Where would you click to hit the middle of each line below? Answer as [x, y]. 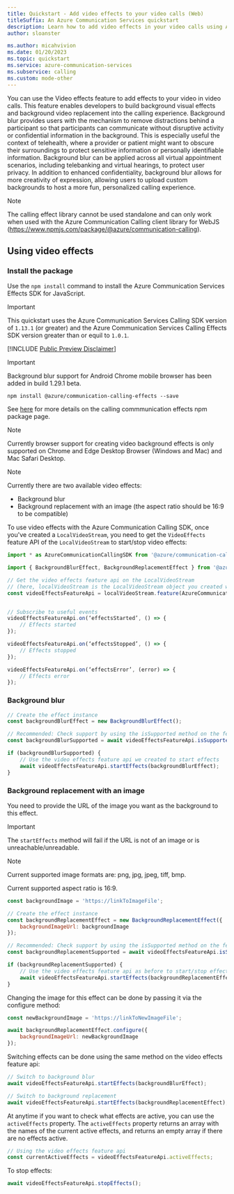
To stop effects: [30, 1171]
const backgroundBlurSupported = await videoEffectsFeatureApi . [102, 741]
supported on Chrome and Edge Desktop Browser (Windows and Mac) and [115, 451]
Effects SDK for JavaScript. [46, 293]
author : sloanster [34, 33]
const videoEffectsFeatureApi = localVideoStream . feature [93, 593]
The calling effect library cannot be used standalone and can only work [110, 214]
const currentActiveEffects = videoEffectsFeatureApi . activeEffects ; [110, 1157]
